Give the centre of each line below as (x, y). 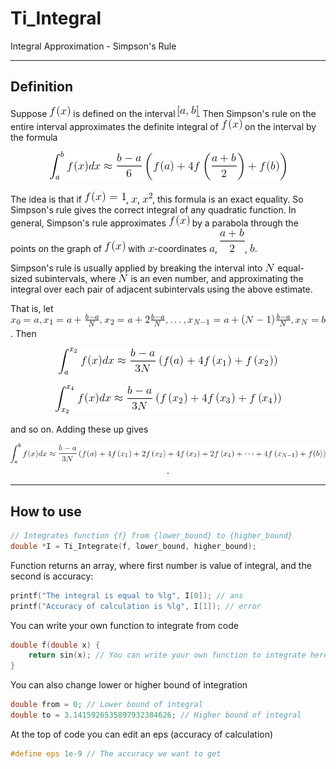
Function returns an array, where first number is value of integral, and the (161, 565)
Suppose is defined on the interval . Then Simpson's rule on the (163, 113)
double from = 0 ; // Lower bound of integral (106, 705)
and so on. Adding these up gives (79, 429)
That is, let (32, 308)
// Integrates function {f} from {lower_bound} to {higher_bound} (151, 536)
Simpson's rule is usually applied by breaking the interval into (136, 268)
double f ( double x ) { (55, 645)
